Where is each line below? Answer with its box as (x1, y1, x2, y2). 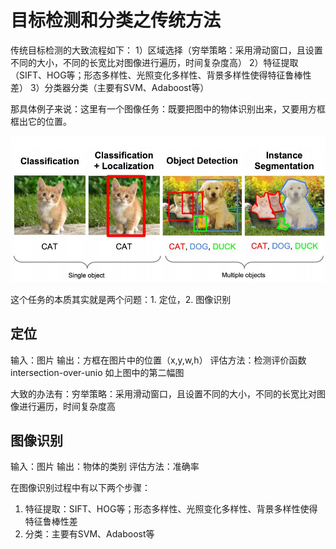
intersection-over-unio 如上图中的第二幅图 (10, 366, 185, 378)
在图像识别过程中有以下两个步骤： (10, 482, 151, 494)
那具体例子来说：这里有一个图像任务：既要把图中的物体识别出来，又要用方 (10, 102, 317, 115)
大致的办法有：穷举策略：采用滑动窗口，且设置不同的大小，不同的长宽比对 (10, 387, 317, 400)
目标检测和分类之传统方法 (10, 9, 222, 32)
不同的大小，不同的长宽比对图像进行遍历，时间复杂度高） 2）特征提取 (10, 56, 299, 68)
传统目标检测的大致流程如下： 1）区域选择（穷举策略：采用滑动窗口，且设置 (10, 44, 323, 56)
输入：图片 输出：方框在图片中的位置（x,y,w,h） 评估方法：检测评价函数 (10, 354, 307, 366)
